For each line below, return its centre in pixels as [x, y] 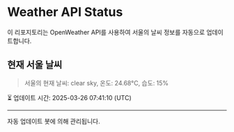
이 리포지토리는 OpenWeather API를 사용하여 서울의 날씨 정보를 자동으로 [106, 32]
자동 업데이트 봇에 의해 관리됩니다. [54, 121]
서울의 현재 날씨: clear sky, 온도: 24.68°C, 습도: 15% [96, 83]
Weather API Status [65, 12]
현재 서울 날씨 [35, 65]
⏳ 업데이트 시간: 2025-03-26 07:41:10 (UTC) [70, 97]
